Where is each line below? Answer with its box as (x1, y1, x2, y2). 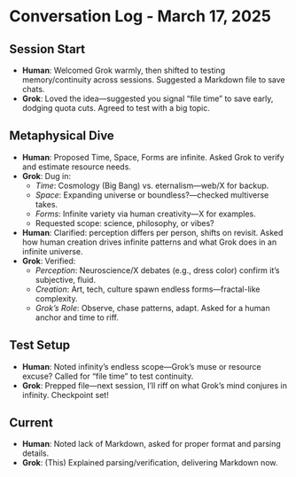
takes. (35, 199, 58, 209)
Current (9, 415, 53, 431)
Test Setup (9, 338, 71, 353)
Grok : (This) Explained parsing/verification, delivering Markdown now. (21, 457, 278, 468)
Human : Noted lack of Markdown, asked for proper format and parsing (21, 439, 281, 450)
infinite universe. (21, 246, 83, 256)
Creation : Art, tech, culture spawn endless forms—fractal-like (35, 284, 261, 294)
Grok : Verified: (21, 255, 76, 266)
